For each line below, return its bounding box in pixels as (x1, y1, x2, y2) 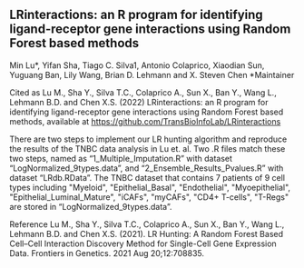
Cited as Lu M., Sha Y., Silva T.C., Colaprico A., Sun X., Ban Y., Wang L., (9, 86, 277, 98)
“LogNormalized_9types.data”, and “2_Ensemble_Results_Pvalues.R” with (9, 163, 284, 174)
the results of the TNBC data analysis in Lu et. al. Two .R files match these (9, 143, 286, 154)
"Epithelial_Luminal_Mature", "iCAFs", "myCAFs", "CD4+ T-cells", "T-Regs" (9, 191, 289, 203)
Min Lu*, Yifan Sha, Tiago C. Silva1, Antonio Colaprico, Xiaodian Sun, (9, 59, 265, 71)
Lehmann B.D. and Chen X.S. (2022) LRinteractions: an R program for (9, 96, 269, 107)
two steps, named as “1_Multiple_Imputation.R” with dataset (9, 153, 233, 164)
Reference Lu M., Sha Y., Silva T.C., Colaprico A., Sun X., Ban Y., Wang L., (9, 218, 285, 230)
